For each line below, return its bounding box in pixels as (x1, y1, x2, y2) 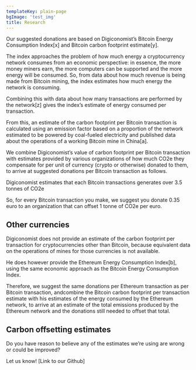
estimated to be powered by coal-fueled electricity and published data (6, 132, 176, 139)
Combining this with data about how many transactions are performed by (6, 95, 183, 102)
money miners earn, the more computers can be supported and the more (6, 65, 183, 72)
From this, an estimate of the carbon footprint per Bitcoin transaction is (6, 119, 177, 126)
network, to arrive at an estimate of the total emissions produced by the (6, 302, 178, 309)
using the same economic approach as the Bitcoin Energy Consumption (6, 265, 179, 272)
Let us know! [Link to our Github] (6, 358, 85, 364)
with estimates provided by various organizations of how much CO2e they (6, 155, 185, 162)
